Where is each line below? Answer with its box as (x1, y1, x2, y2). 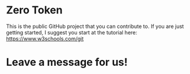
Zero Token (6, 3, 63, 17)
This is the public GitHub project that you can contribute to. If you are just (6, 23, 184, 30)
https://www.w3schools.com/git (6, 35, 84, 42)
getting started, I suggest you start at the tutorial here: (6, 29, 138, 36)
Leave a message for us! (6, 56, 128, 69)
